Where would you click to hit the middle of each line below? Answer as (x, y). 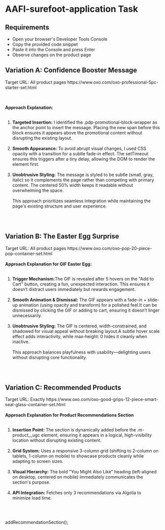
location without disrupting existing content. (57, 440)
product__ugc (26, 435)
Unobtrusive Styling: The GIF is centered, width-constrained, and (79, 326)
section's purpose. (31, 482)
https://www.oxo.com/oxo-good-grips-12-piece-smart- (102, 399)
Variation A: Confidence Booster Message (71, 70)
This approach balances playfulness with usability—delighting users (82, 352)
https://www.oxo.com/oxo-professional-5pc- (113, 82)
